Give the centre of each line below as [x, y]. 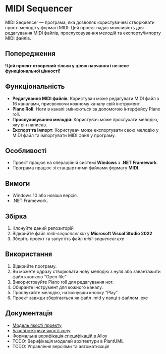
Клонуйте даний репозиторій [43, 228]
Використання [29, 254]
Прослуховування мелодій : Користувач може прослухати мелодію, [85, 119]
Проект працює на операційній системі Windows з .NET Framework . [85, 163]
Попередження [30, 54]
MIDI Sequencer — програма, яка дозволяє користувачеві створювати [80, 22]
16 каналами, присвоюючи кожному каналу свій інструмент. [77, 103]
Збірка [16, 216]
